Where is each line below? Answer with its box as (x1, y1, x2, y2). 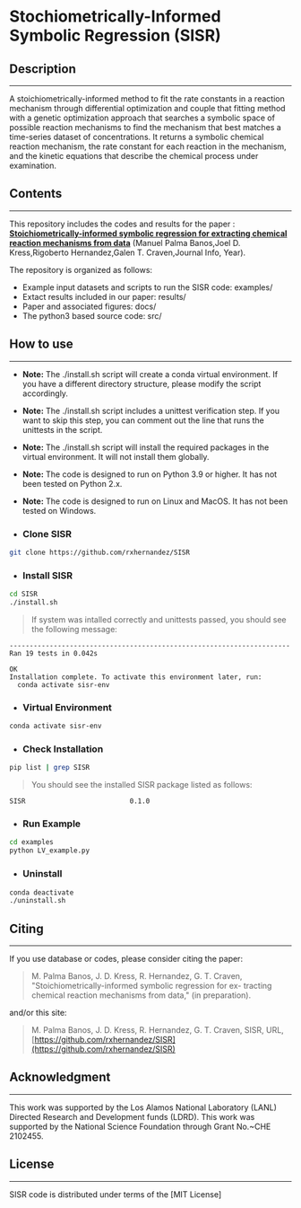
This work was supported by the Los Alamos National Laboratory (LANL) (9, 1102, 278, 1113)
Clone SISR (21, 527, 72, 540)
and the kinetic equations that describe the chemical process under (9, 151, 259, 161)
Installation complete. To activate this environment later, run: (9, 672, 262, 682)
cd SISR (9, 590, 39, 599)
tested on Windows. (21, 505, 97, 516)
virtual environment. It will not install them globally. (21, 451, 210, 462)
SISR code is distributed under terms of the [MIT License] (9, 1188, 222, 1200)
